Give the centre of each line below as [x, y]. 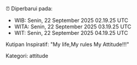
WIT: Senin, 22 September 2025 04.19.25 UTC [71, 33]
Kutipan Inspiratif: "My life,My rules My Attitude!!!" [67, 44]
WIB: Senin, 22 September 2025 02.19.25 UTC [71, 20]
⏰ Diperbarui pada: [29, 9]
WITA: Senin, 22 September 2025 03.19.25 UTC [73, 27]
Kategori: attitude [27, 56]
